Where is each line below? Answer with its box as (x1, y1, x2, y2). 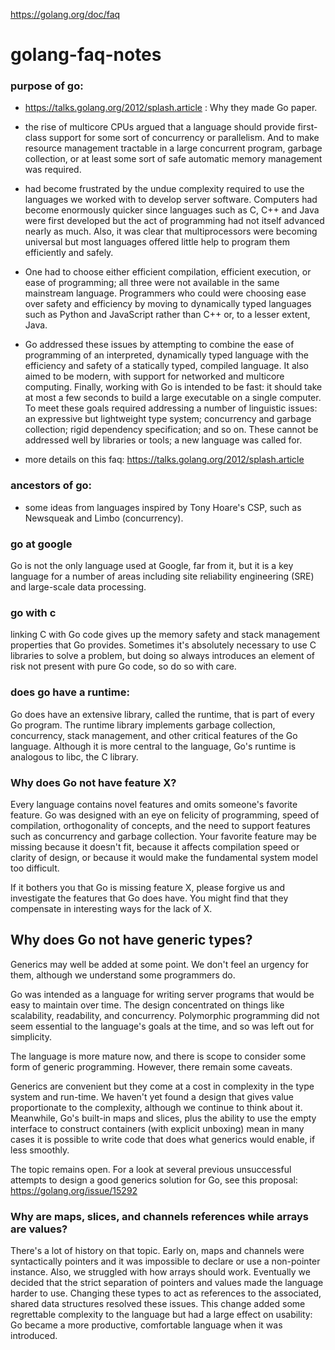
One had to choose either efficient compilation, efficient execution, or (24, 266, 312, 278)
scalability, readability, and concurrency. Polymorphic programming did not (10, 1009, 320, 1021)
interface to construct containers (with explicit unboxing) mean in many (10, 1122, 305, 1134)
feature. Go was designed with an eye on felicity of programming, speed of (10, 809, 320, 821)
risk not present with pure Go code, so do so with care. (10, 660, 237, 673)
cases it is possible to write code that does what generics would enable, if (10, 1133, 316, 1145)
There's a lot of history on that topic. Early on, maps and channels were (10, 1245, 305, 1257)
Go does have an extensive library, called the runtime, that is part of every (10, 708, 315, 720)
